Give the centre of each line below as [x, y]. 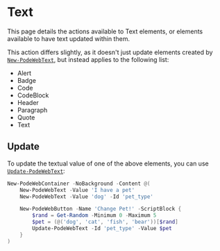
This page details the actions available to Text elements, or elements [105, 31]
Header [28, 102]
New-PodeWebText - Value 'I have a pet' [77, 190]
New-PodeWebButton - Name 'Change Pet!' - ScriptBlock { [101, 209]
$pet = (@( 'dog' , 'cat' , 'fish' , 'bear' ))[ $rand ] [105, 222]
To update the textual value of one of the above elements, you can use [108, 163]
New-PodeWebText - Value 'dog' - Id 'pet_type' [87, 196]
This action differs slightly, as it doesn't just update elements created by [110, 52]
